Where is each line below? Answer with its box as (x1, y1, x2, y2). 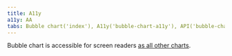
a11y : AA (7, 16, 32, 23)
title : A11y (7, 10, 41, 17)
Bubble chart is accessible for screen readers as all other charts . (7, 42, 191, 50)
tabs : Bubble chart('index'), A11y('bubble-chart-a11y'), (7, 23, 177, 29)
